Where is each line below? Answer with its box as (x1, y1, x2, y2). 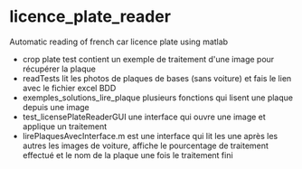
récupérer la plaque (22, 63, 97, 74)
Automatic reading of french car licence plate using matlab (9, 36, 229, 47)
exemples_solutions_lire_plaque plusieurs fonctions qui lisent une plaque (22, 92, 294, 103)
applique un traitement (22, 120, 108, 132)
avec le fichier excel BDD (22, 82, 117, 93)
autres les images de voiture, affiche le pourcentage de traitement (22, 140, 269, 151)
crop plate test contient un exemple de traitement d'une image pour (22, 53, 275, 64)
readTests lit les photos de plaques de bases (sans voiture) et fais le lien (22, 72, 292, 83)
